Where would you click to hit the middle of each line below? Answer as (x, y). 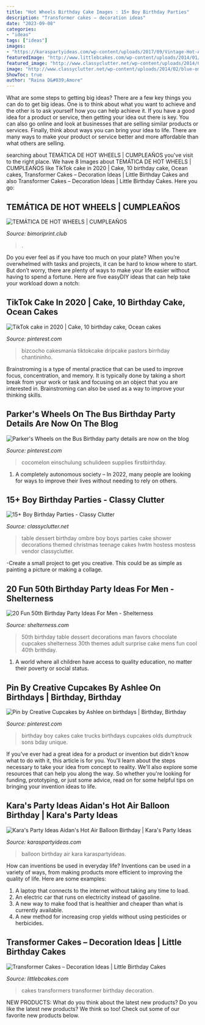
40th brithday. (39, 650)
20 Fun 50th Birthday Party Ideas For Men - (90, 589)
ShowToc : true (24, 75)
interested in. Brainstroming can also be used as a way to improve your (95, 388)
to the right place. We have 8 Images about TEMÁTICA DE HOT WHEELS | (99, 162)
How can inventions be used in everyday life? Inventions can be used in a (99, 865)
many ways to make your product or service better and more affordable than (103, 137)
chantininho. (37, 357)
